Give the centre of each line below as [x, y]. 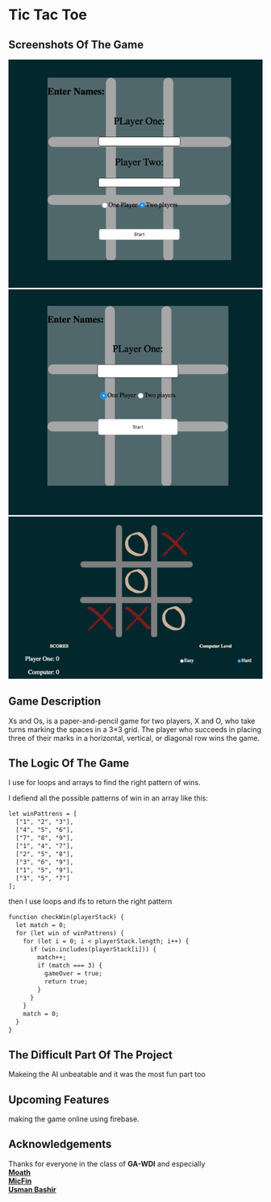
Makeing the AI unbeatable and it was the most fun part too [107, 1075]
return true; [66, 982]
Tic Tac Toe [48, 15]
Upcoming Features [59, 1099]
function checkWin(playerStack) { [67, 917]
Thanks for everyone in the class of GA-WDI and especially [107, 1163]
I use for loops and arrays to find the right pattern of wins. [104, 783]
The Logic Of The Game [69, 763]
